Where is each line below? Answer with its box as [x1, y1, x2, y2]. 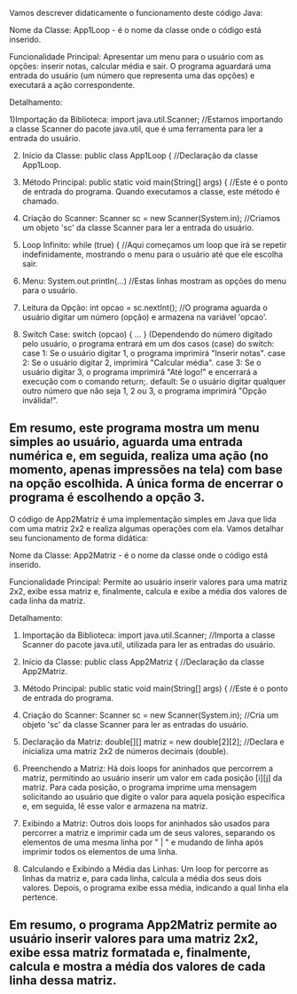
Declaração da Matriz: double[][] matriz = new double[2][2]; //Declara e [21, 736, 285, 747]
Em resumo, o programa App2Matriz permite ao [9, 918, 277, 933]
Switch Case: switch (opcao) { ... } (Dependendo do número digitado [21, 329, 273, 339]
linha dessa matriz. [9, 973, 117, 989]
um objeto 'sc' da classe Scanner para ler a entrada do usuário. [21, 222, 254, 233]
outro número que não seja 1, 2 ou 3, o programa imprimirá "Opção [21, 386, 268, 396]
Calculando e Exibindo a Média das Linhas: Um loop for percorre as [21, 863, 269, 874]
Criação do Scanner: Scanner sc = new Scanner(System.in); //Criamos [21, 213, 281, 223]
